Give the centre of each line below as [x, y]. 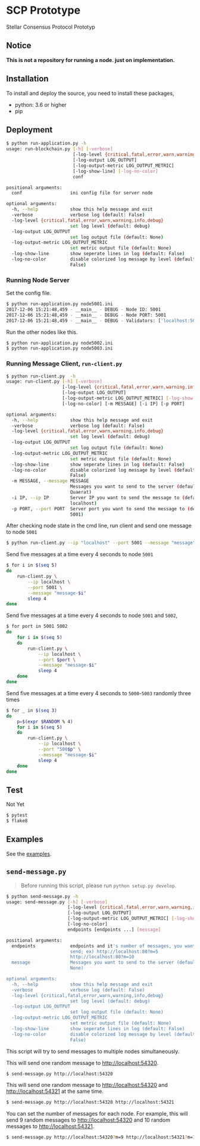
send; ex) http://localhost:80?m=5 [114, 952]
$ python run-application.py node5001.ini [60, 304]
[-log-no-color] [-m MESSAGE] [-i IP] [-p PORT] [124, 404]
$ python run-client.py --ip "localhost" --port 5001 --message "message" [101, 543]
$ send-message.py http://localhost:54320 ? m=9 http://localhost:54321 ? [97, 1137]
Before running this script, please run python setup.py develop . [99, 885]
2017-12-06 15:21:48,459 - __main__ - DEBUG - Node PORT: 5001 [86, 315]
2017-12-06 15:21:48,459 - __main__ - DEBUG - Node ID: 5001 [84, 309]
